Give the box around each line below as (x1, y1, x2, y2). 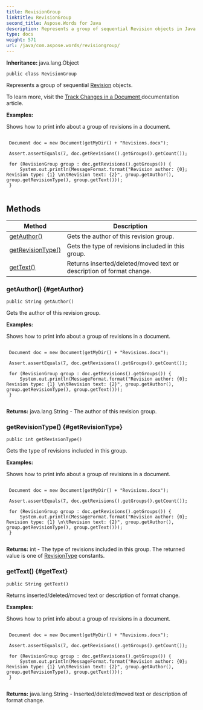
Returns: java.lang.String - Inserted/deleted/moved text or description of (6, 690, 188, 697)
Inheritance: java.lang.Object (6, 59, 80, 66)
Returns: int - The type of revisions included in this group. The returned (6, 546, 185, 553)
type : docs (6, 31, 34, 37)
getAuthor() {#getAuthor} (6, 285, 84, 293)
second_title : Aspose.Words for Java (6, 20, 101, 26)
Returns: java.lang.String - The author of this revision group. (6, 407, 157, 415)
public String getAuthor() (6, 299, 74, 305)
